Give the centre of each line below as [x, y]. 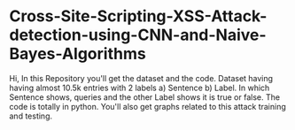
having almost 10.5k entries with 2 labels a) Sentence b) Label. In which [140, 88]
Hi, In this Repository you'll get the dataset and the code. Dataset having [141, 78]
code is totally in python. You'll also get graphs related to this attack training [147, 106]
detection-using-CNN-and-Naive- [138, 35]
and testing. [31, 116]
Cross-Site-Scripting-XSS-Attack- [138, 16]
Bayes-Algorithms [78, 54]
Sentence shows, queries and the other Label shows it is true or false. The [145, 97]
